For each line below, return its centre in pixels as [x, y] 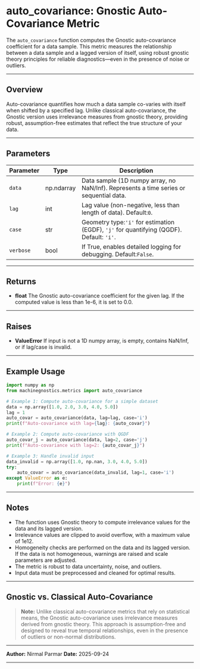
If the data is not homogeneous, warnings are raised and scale [91, 554]
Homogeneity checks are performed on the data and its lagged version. [102, 547]
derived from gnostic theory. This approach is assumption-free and [103, 624]
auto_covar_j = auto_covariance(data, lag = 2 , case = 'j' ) [77, 440]
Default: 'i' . [99, 237]
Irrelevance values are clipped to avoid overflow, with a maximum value [102, 534]
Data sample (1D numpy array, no [129, 180]
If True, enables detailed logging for [131, 246]
